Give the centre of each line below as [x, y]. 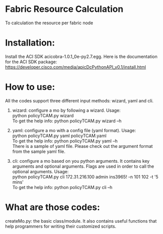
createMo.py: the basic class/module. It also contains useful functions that [81, 221]
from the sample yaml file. [39, 151]
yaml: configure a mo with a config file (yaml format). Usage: [74, 130]
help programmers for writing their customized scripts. [61, 226]
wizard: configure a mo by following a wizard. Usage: [66, 110]
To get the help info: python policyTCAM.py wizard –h [67, 121]
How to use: [30, 87]
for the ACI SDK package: [31, 62]
